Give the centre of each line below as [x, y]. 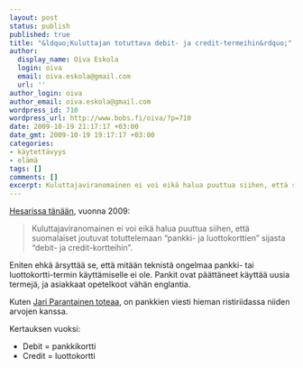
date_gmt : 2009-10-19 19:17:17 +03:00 [82, 135]
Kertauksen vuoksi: [45, 329]
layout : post [34, 18]
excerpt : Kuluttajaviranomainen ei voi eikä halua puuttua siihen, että [149, 186]
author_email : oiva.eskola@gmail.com [80, 101]
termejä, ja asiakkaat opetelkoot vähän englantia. [100, 284]
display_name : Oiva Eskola [68, 60]
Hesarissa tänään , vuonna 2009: [70, 211]
